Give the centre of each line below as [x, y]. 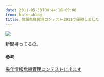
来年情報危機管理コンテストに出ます [44, 69]
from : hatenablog [24, 15]
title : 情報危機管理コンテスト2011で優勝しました [52, 19]
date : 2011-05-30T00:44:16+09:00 [41, 10]
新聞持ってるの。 [23, 44]
